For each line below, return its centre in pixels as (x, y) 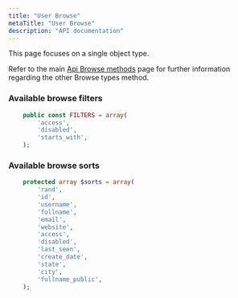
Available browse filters (55, 99)
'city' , (50, 271)
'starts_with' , (63, 137)
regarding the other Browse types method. (79, 78)
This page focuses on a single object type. (79, 54)
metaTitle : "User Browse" (51, 23)
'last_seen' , (59, 250)
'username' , (57, 204)
